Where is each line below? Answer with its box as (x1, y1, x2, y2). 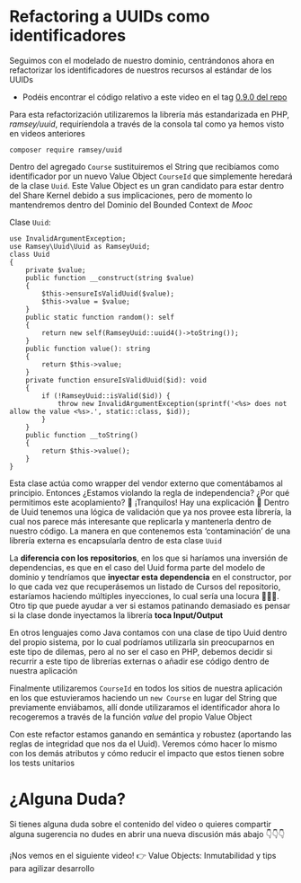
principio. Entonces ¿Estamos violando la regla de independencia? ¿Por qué (9, 487, 290, 498)
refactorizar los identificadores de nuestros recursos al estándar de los (9, 65, 272, 75)
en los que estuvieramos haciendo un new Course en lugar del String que (9, 692, 278, 702)
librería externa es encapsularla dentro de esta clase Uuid (9, 534, 223, 545)
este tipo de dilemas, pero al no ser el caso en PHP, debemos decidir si (9, 646, 273, 657)
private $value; (25, 265, 87, 275)
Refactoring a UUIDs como (9, 6, 210, 27)
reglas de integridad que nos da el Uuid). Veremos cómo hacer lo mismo (9, 738, 278, 749)
